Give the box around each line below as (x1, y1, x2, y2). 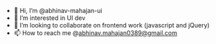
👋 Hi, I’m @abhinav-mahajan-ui (13, 7, 102, 14)
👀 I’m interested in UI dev (13, 14, 86, 22)
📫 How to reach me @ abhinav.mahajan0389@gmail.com (13, 29, 178, 37)
